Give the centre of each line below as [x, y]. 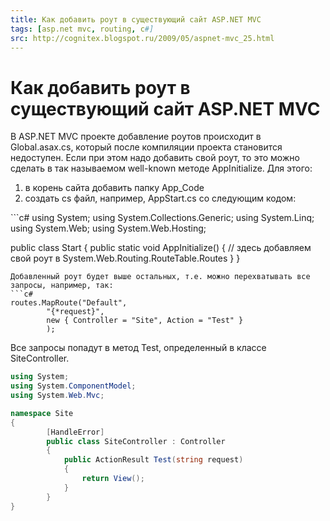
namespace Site [42, 413]
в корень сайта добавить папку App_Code [114, 188]
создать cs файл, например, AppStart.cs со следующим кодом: [160, 198]
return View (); [113, 479]
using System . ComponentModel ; [73, 386]
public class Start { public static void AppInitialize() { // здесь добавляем [161, 248]
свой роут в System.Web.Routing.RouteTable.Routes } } [125, 258]
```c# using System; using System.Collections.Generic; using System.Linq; [162, 218]
